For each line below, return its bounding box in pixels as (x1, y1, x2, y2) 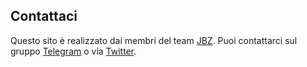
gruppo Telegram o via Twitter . (10, 45, 137, 57)
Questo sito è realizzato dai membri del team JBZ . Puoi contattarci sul (10, 34, 298, 46)
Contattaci (10, 8, 78, 25)
